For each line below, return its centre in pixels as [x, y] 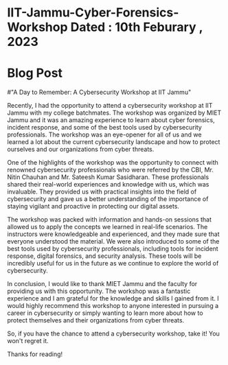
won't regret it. [28, 341]
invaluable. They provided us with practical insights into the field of [102, 192]
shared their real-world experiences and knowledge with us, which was [108, 185]
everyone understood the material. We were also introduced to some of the [113, 242]
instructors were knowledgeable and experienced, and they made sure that [113, 234]
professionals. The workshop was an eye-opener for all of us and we [104, 134]
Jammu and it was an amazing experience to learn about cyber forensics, [111, 120]
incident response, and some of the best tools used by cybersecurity [105, 128]
